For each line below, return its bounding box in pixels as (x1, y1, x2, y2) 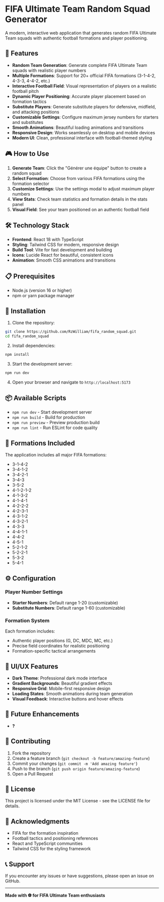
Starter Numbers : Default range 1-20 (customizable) (12, 599, 118, 606)
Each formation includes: (5, 628, 55, 634)
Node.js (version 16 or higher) (12, 287, 72, 293)
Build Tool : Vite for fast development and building (12, 247, 112, 253)
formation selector (12, 181, 50, 186)
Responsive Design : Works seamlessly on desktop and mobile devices (12, 129, 155, 135)
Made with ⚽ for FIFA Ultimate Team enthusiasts (5, 892, 105, 898)
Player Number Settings (5, 589, 63, 595)
